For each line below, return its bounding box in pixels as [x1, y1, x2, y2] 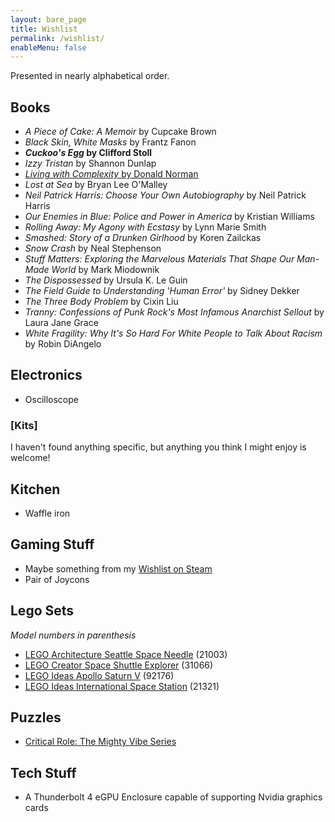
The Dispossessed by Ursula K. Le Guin [24, 274, 188, 286]
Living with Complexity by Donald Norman [24, 168, 199, 180]
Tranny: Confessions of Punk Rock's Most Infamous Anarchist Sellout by [24, 306, 325, 318]
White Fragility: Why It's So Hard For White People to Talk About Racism [24, 327, 323, 340]
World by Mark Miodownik [51, 264, 160, 276]
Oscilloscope [24, 393, 79, 405]
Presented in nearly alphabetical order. [10, 70, 170, 82]
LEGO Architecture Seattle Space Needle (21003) [24, 648, 228, 660]
